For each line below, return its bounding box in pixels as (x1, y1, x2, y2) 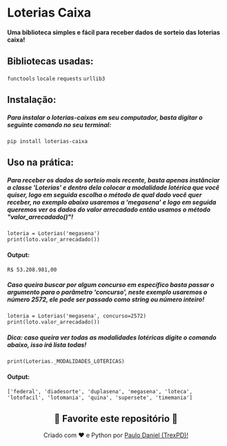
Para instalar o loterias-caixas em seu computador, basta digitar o (7, 113, 203, 122)
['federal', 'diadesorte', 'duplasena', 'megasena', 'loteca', (7, 388, 193, 395)
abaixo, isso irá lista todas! (7, 341, 87, 349)
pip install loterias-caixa (7, 138, 88, 145)
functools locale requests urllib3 (7, 75, 106, 82)
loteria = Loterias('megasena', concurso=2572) (7, 313, 147, 319)
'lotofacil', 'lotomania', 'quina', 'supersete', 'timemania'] (7, 394, 193, 401)
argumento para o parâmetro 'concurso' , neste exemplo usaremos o (7, 288, 208, 297)
